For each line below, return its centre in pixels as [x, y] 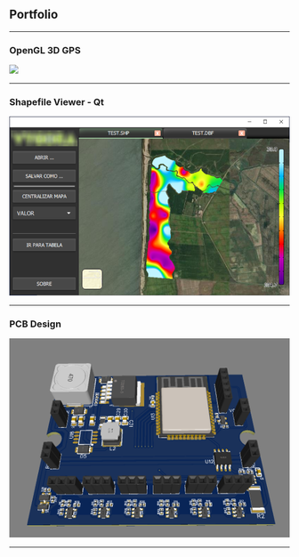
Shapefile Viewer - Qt [57, 102]
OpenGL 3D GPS [45, 50]
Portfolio [34, 15]
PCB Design [36, 324]
